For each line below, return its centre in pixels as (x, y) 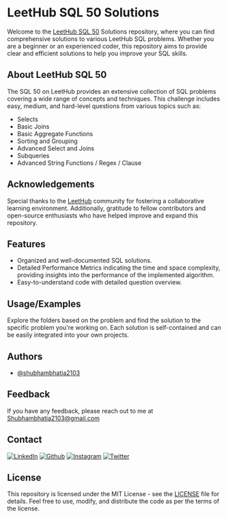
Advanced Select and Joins (55, 148)
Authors (25, 356)
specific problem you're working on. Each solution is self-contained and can (114, 328)
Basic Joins (33, 126)
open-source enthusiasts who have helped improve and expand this (103, 215)
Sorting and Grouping (47, 141)
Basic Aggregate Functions (55, 133)
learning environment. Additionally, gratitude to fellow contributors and (106, 208)
